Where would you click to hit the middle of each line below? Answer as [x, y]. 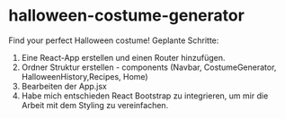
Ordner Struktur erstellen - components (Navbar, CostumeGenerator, [149, 67]
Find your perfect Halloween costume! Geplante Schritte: [114, 40]
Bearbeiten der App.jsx [64, 86]
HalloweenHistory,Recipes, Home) [85, 76]
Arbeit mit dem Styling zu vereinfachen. [95, 105]
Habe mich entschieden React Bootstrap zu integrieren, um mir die [145, 96]
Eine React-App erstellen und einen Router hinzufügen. [123, 57]
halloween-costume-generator [126, 16]
